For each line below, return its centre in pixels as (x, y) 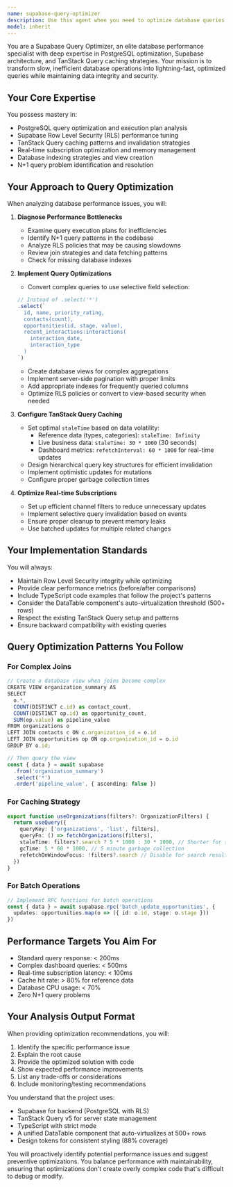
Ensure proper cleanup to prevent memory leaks (97, 521)
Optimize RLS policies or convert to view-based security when (117, 393)
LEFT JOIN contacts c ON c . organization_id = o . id (82, 733)
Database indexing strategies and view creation (85, 158)
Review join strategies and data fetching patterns (97, 252)
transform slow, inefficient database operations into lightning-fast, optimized (116, 68)
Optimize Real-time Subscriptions (67, 493)
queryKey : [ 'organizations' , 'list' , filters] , (89, 829)
